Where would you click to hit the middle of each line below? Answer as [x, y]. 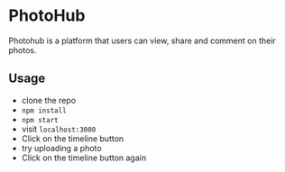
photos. [23, 50]
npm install [44, 110]
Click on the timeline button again [83, 158]
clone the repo [49, 100]
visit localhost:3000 [59, 129]
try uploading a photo [61, 148]
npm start [40, 120]
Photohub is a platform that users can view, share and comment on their [142, 41]
